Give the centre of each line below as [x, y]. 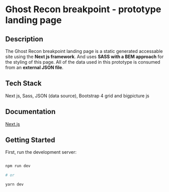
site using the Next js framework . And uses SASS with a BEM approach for [84, 57]
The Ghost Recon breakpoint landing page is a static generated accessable [84, 51]
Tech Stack [23, 83]
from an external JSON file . [34, 67]
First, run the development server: [41, 152]
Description [24, 39]
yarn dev [15, 184]
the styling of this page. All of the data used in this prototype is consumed [83, 62]
